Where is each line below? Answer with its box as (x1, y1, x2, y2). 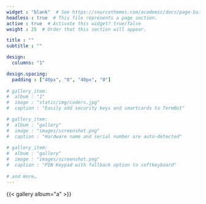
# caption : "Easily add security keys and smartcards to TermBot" (6, 105, 185, 111)
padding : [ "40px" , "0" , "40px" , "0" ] (12, 76, 112, 83)
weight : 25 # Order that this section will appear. (6, 26, 147, 33)
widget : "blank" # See (6, 9, 70, 15)
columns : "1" (12, 60, 45, 66)
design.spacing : (6, 71, 48, 77)
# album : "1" (6, 93, 45, 100)
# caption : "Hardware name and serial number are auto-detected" (6, 133, 183, 139)
